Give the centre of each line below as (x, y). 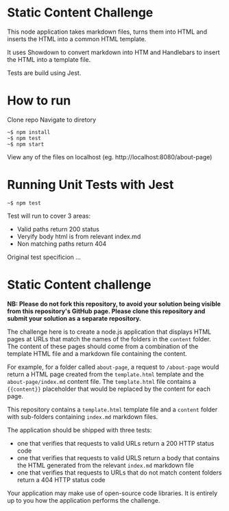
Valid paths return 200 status (58, 229)
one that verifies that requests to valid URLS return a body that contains (118, 457)
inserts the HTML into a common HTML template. (77, 38)
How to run (39, 101)
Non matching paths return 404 (62, 243)
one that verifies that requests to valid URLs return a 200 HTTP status (116, 443)
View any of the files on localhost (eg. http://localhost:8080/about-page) (110, 157)
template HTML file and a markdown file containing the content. (97, 353)
